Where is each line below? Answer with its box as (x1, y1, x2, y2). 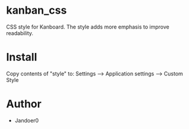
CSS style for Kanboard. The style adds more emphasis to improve (6, 23, 169, 30)
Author (6, 97, 42, 111)
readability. (6, 29, 34, 36)
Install (6, 51, 37, 64)
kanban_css (6, 4, 67, 17)
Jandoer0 (14, 117, 39, 124)
